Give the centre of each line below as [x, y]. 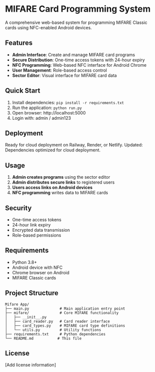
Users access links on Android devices [52, 187]
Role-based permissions [37, 235]
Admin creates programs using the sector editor [61, 177]
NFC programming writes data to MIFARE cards [60, 193]
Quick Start [23, 91]
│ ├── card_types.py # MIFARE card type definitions [65, 325]
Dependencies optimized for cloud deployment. [53, 150]
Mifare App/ [17, 304]
